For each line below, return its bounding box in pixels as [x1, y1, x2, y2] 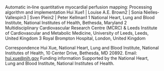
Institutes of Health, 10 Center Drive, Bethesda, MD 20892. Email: [5, 50, 137, 56]
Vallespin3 [5, 15, 27, 20]
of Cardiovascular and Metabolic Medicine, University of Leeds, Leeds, [5, 30, 149, 36]
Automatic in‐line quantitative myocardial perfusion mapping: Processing [5, 4, 152, 10]
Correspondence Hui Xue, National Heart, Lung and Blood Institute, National [5, 45, 159, 50]
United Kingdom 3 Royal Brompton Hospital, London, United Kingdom [5, 35, 146, 41]
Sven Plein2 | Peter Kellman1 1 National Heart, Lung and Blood [29, 15, 155, 20]
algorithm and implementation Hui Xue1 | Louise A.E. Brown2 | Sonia [5, 9, 143, 15]
